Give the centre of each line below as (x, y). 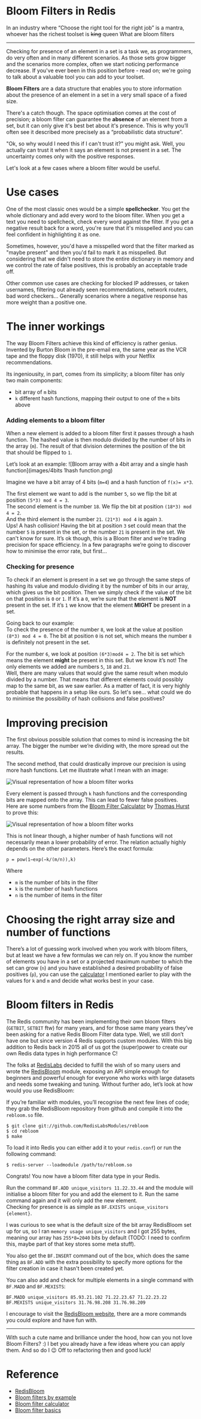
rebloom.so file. (25, 1115)
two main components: (34, 380)
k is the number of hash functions (56, 889)
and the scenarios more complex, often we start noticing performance (93, 64)
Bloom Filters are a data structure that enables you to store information (94, 88)
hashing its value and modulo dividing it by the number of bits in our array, (98, 586)
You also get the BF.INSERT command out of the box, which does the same (98, 1256)
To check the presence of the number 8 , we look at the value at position (95, 630)
